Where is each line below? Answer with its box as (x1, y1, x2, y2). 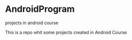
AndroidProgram (5, 3, 75, 15)
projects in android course (5, 20, 59, 26)
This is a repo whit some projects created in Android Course (5, 29, 127, 35)
